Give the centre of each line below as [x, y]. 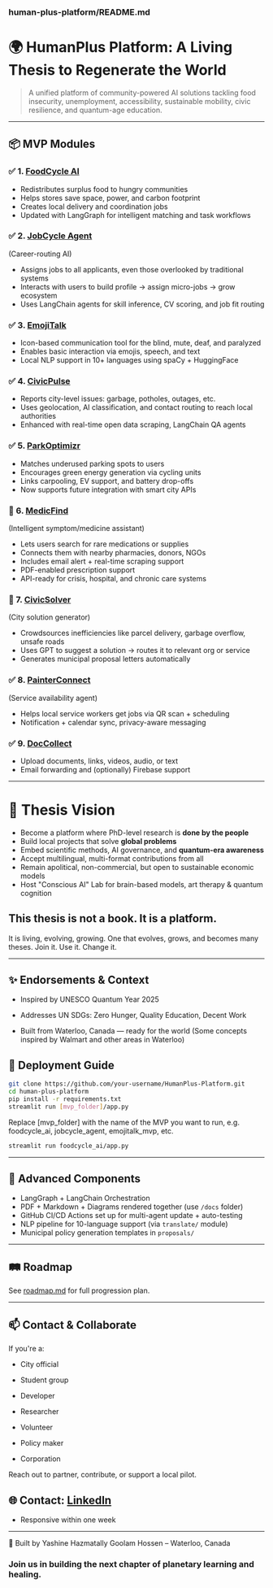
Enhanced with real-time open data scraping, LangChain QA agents [133, 424]
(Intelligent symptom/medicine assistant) [76, 529]
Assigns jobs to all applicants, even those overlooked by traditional [132, 269]
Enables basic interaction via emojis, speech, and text [110, 351]
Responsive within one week [68, 1520]
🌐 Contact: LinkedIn [60, 1500]
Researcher [39, 1412]
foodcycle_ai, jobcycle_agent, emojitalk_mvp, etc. [91, 1131]
